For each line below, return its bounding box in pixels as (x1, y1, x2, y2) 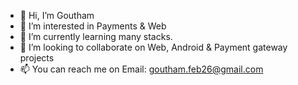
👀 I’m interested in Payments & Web (19, 20, 167, 32)
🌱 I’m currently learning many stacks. (19, 31, 173, 42)
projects (19, 52, 55, 64)
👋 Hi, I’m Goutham (19, 10, 95, 21)
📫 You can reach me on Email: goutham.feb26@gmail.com (19, 63, 264, 75)
